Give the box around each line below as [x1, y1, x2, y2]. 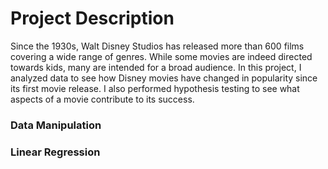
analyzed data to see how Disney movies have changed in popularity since [10, 72, 318, 84]
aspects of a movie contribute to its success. [10, 93, 195, 105]
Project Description [10, 7, 175, 30]
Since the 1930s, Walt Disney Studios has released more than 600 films [10, 40, 305, 52]
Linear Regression [10, 145, 101, 159]
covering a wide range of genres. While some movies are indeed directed [10, 50, 313, 62]
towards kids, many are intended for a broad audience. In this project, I [10, 61, 302, 73]
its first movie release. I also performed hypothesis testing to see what [10, 82, 300, 94]
